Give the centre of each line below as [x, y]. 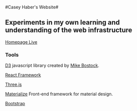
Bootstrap [15, 104]
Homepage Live [21, 42]
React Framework [23, 75]
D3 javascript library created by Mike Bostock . [52, 65]
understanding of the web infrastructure [69, 30]
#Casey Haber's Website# [32, 7]
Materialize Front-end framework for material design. [59, 94]
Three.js [14, 84]
